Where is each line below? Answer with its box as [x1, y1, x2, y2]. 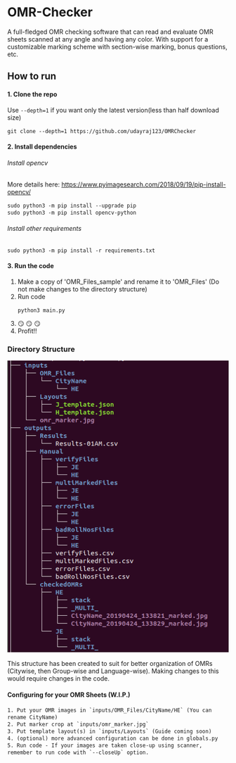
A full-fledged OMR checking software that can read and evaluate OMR [7, 27, 214, 36]
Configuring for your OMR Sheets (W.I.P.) [7, 691, 131, 699]
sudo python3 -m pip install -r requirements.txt [7, 247, 156, 254]
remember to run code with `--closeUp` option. [7, 749, 150, 757]
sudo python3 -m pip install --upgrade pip [7, 202, 137, 210]
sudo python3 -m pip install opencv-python [7, 209, 137, 217]
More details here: [7, 180, 60, 189]
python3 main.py [17, 307, 65, 314]
